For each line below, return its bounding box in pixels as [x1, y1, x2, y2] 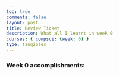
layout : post [6, 19, 39, 25]
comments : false [6, 14, 46, 20]
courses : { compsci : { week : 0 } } [6, 36, 89, 42]
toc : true [6, 8, 31, 15]
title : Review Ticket [6, 25, 60, 31]
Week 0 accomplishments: [6, 61, 85, 69]
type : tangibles [6, 42, 46, 48]
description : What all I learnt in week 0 [6, 31, 113, 37]
